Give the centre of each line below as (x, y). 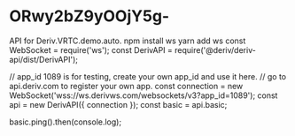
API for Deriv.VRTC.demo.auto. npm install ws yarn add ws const (128, 41)
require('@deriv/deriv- (215, 49)
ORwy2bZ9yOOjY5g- (89, 16)
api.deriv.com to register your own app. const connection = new (126, 86)
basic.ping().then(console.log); (66, 122)
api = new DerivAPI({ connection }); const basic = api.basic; (118, 104)
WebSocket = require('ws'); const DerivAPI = (91, 49)
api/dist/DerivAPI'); (43, 59)
